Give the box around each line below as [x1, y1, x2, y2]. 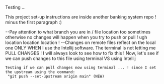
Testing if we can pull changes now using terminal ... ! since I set [5, 65, 156, 70]
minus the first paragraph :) [5, 19, 62, 25]
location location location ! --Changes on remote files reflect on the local [5, 39, 156, 45]
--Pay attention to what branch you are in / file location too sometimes [5, 29, 151, 34]
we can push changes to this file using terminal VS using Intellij [5, 55, 136, 61]
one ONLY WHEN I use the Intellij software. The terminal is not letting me [5, 45, 156, 50]
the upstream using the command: [5, 69, 75, 74]
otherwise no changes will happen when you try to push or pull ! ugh [5, 34, 147, 40]
